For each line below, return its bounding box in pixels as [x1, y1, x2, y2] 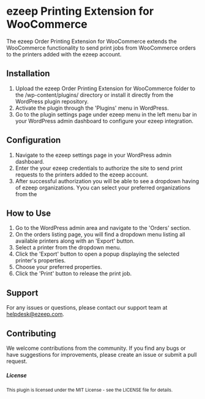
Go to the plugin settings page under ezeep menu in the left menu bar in [15, 110, 197, 118]
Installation [6, 69, 50, 79]
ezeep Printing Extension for [6, 4, 154, 18]
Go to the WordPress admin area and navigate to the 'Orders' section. [15, 224, 191, 232]
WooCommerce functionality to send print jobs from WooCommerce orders [6, 44, 196, 51]
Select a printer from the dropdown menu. [15, 244, 122, 251]
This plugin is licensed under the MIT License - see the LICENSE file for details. [6, 387, 173, 393]
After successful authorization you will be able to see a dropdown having [15, 177, 199, 184]
